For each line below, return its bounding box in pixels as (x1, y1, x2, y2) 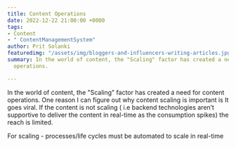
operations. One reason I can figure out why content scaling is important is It (7, 96, 229, 104)
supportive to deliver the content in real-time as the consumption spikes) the (7, 110, 229, 119)
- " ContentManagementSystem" (7, 37, 96, 44)
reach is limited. (7, 117, 53, 127)
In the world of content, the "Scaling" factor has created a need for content (7, 88, 225, 96)
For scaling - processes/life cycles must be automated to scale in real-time (7, 132, 224, 140)
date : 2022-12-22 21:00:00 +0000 (7, 17, 105, 24)
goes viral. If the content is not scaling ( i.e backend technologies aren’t (7, 103, 214, 111)
